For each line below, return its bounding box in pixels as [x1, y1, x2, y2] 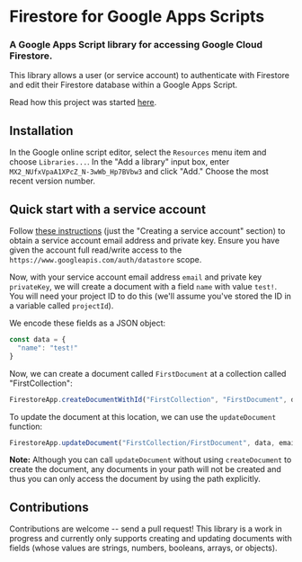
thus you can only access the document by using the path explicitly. [9, 474, 261, 485]
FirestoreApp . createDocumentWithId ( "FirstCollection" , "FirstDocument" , [9, 395, 288, 404]
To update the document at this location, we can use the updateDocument [9, 411, 277, 422]
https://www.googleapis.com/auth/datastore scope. [9, 254, 202, 265]
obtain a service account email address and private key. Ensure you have [9, 236, 280, 246]
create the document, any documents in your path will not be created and [9, 464, 281, 475]
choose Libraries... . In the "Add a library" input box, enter [9, 156, 230, 167]
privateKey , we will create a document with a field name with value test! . [9, 281, 278, 292]
